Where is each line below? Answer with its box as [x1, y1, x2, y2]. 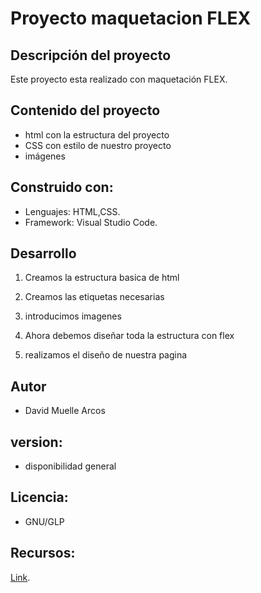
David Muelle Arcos [24, 405, 106, 417]
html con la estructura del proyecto [24, 128, 170, 141]
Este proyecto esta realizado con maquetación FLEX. [10, 73, 228, 85]
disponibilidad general [24, 460, 117, 472]
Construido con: [10, 179, 114, 196]
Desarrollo [10, 245, 77, 262]
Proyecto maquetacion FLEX [10, 7, 252, 30]
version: [10, 433, 63, 451]
